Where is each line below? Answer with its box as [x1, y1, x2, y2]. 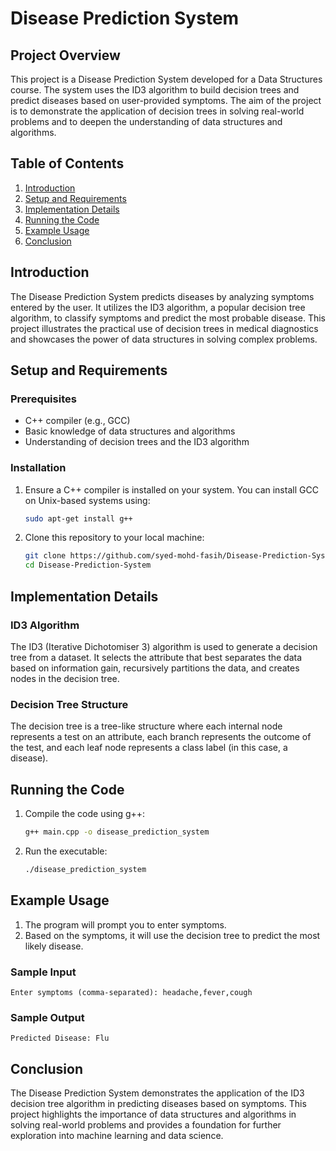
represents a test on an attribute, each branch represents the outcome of [10, 731, 312, 743]
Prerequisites [10, 392, 77, 406]
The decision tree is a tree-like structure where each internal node [10, 720, 283, 732]
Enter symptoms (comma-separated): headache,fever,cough [10, 987, 253, 997]
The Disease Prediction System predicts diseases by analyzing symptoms [10, 290, 315, 302]
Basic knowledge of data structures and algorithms [24, 425, 236, 437]
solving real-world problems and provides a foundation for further [10, 1119, 282, 1131]
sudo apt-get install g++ [24, 513, 133, 524]
